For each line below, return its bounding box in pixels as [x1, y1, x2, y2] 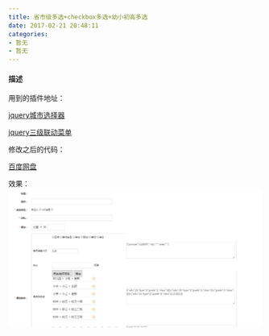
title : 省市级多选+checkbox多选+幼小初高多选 [8, 13, 148, 21]
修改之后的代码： [8, 145, 65, 155]
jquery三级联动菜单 [8, 127, 72, 137]
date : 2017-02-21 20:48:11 [8, 21, 99, 30]
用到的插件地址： [8, 93, 65, 103]
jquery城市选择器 [8, 110, 65, 120]
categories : [8, 30, 48, 38]
